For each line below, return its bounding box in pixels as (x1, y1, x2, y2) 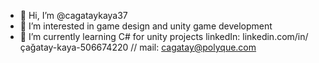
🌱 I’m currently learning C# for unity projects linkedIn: (19, 31, 241, 42)
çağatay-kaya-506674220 (19, 41, 129, 53)
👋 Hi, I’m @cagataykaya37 (19, 10, 128, 21)
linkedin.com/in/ (242, 31, 309, 42)
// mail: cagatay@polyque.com (130, 41, 257, 53)
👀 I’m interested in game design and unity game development (19, 20, 273, 32)
